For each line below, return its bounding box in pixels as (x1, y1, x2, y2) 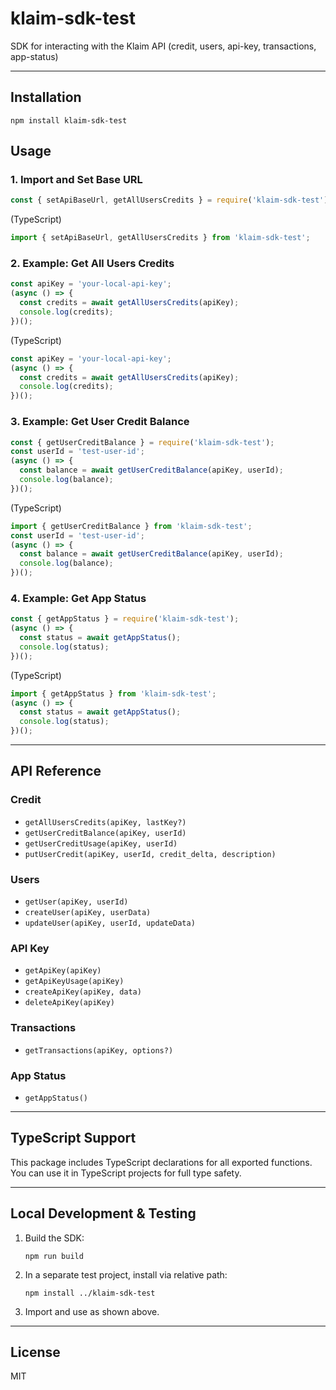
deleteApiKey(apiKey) (24, 998, 115, 1008)
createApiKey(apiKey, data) (24, 987, 142, 997)
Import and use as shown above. (24, 1305, 160, 1317)
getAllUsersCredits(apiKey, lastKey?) (24, 817, 187, 827)
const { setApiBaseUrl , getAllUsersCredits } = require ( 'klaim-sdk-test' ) (10, 195, 329, 206)
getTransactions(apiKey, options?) (24, 1045, 174, 1056)
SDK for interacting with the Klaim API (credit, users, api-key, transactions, (10, 40, 317, 52)
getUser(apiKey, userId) (24, 897, 129, 907)
